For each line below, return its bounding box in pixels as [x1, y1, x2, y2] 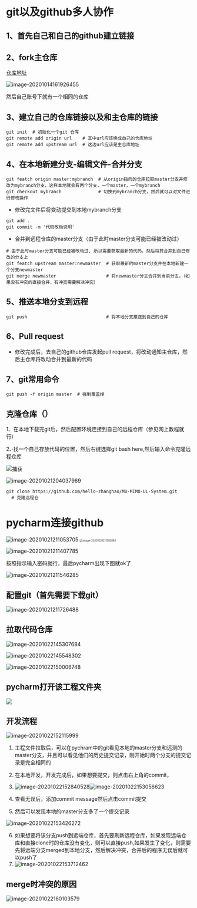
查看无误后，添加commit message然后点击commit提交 [14, 795, 147, 803]
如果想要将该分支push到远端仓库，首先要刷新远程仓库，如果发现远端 [14, 832, 182, 839]
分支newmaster [10, 267, 44, 273]
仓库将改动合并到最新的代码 [25, 355, 92, 362]
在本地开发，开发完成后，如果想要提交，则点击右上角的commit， [14, 771, 172, 778]
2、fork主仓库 [6, 52, 58, 62]
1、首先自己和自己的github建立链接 [6, 31, 135, 41]
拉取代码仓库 [6, 625, 53, 635]
